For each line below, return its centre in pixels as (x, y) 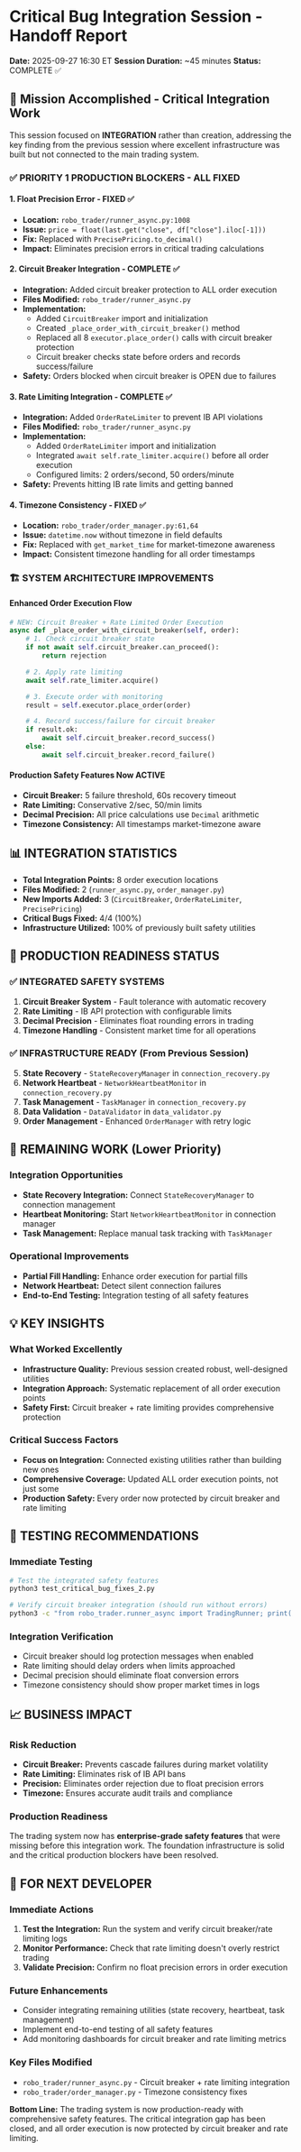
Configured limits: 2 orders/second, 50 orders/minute (135, 474)
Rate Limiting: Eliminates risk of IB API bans (104, 1774)
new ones (41, 1469)
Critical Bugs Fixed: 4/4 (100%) (82, 918)
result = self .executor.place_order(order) (109, 705)
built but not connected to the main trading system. (105, 154)
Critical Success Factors (64, 1440)
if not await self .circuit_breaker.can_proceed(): (123, 648)
